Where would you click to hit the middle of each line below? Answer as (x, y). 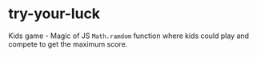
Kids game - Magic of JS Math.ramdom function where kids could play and (129, 36)
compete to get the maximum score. (68, 44)
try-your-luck (54, 14)
